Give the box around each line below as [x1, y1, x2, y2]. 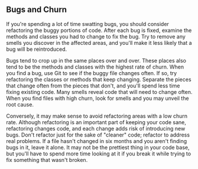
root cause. [6, 100, 34, 108]
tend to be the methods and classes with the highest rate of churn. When [6, 63, 184, 70]
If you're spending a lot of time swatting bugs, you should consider [6, 20, 170, 27]
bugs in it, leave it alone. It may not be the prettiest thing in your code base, [6, 144, 190, 151]
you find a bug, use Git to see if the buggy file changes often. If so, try [6, 69, 177, 76]
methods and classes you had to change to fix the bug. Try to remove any [6, 32, 186, 40]
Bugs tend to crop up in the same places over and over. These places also [6, 57, 187, 64]
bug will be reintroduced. [6, 45, 67, 53]
